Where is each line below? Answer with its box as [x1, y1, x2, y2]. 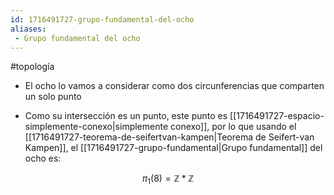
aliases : [10, 24, 47, 34]
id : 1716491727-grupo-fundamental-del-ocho [10, 14, 195, 25]
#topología [10, 61, 55, 73]
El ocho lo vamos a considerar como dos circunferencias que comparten [24, 80, 325, 92]
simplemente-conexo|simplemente [24, 121, 169, 133]
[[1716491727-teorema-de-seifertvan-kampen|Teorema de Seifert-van [24, 131, 315, 143]
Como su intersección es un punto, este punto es [24, 110, 228, 122]
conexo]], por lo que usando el [170, 121, 297, 133]
